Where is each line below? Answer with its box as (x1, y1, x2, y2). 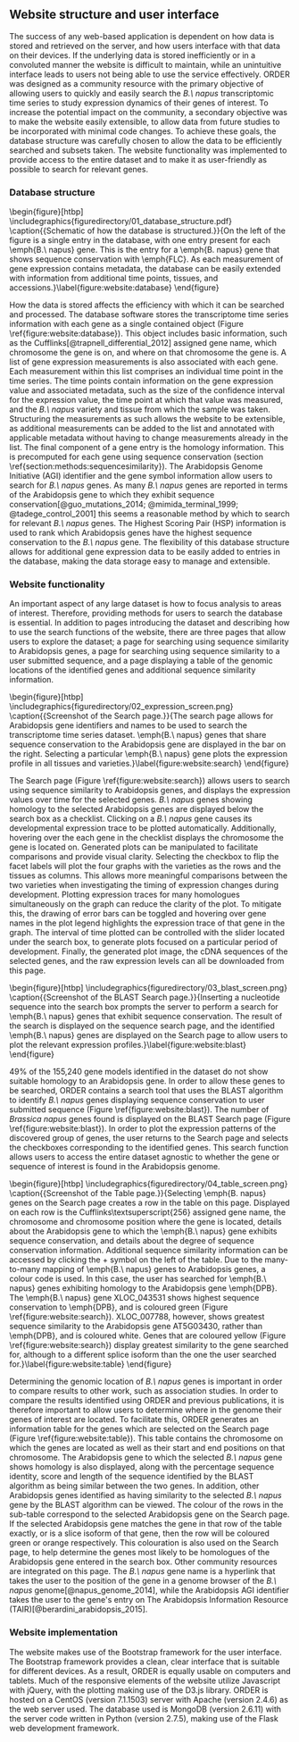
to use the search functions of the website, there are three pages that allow (9, 627, 287, 638)
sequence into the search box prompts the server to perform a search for (9, 1001, 278, 1012)
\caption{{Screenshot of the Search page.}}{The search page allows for (9, 710, 274, 722)
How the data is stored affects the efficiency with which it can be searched (9, 299, 285, 311)
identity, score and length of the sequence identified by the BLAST (9, 1471, 254, 1482)
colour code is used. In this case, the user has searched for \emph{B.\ (9, 1273, 267, 1285)
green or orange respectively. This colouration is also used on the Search (9, 1537, 279, 1548)
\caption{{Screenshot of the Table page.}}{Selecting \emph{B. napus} (9, 1188, 267, 1199)
